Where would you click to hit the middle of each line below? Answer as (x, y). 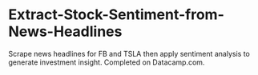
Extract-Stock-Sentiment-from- (116, 15)
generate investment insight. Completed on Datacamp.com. (107, 62)
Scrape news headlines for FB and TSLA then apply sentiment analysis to (129, 53)
